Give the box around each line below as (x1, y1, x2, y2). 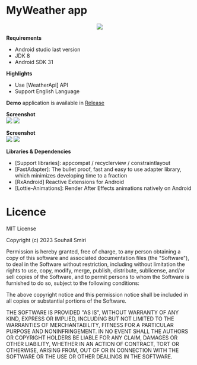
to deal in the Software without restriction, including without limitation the (6, 261, 185, 268)
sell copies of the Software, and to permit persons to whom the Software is (6, 273, 190, 280)
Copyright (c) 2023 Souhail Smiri (6, 236, 87, 243)
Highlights (6, 69, 33, 77)
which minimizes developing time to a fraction (14, 172, 128, 179)
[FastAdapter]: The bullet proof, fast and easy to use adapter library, (14, 166, 182, 173)
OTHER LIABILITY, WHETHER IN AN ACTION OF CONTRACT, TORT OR (6, 340, 179, 347)
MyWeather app (6, 4, 88, 17)
